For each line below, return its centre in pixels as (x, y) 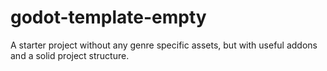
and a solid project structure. (70, 55)
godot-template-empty (108, 17)
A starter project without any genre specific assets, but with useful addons (164, 45)
